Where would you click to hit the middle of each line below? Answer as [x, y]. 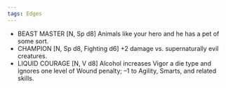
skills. [26, 78]
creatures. [32, 56]
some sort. [33, 41]
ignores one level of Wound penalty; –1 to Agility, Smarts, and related [117, 71]
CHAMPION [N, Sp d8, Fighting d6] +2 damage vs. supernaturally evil [118, 48]
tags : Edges [25, 14]
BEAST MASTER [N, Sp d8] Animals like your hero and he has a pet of [118, 34]
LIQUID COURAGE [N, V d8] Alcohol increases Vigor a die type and [114, 63]
